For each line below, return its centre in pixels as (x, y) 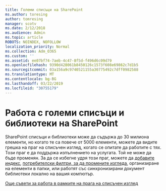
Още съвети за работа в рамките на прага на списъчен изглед (72, 184)
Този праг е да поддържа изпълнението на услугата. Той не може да (78, 153)
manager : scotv (21, 24)
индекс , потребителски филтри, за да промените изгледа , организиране (82, 163)
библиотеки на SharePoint (61, 123)
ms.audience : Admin (25, 33)
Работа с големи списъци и (65, 113)
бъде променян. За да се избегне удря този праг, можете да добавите (80, 158)
